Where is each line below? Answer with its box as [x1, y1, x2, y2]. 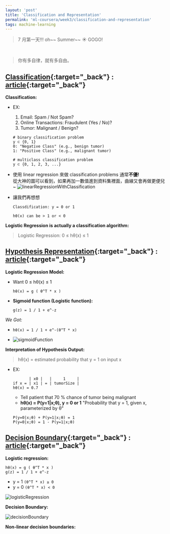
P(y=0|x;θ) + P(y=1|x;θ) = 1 [12, 415, 75, 420]
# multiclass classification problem [12, 157, 93, 163]
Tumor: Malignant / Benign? [20, 125, 79, 131]
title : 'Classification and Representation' [5, 12, 102, 17]
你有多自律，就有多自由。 [17, 57, 72, 64]
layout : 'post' [5, 7, 38, 13]
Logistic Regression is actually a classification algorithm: [5, 223, 129, 229]
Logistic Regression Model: [5, 269, 65, 275]
